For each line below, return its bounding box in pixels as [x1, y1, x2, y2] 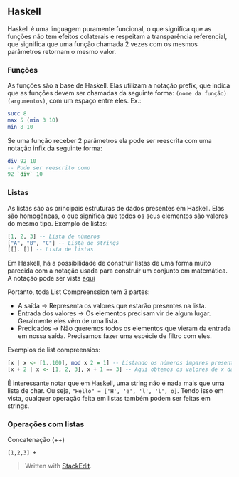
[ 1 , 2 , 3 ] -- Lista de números [7, 233, 100, 240]
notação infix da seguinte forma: [7, 144, 103, 152]
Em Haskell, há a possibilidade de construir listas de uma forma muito [7, 259, 211, 268]
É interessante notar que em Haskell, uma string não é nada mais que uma [7, 379, 225, 387]
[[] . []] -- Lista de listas [7, 246, 94, 253]
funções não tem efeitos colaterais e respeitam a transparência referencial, [7, 32, 228, 41]
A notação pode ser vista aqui [7, 274, 95, 283]
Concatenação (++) [7, 436, 65, 444]
